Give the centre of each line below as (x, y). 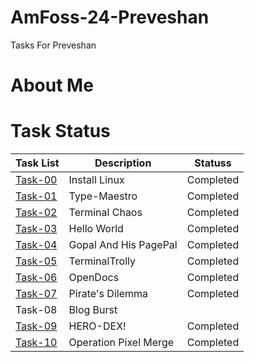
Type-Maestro (103, 196)
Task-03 (36, 229)
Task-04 (36, 245)
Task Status (60, 131)
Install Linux (96, 180)
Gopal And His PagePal (123, 245)
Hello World (96, 229)
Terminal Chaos (105, 213)
